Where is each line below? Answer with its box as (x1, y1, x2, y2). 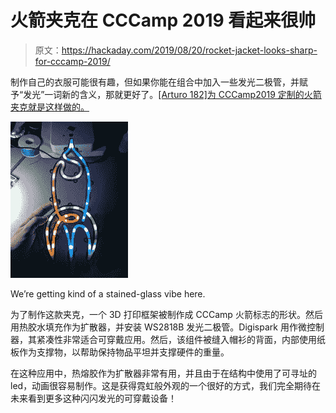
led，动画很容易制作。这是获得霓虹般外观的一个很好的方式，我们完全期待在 (10, 379, 322, 391)
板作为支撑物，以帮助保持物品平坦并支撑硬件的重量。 (10, 346, 230, 358)
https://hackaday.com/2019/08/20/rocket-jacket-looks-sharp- (61, 44, 318, 56)
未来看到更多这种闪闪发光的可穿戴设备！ (10, 392, 177, 404)
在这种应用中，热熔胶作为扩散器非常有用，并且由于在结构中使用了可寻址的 (10, 367, 317, 379)
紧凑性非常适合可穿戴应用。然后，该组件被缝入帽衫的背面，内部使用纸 (36, 333, 326, 345)
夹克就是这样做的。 (10, 101, 90, 113)
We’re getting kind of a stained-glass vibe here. (10, 287, 206, 300)
